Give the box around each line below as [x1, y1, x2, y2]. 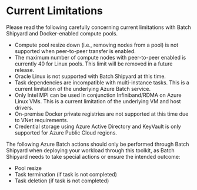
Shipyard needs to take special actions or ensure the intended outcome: [6, 153, 181, 160]
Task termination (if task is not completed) [14, 171, 118, 178]
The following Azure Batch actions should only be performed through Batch [6, 140, 189, 148]
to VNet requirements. [14, 116, 69, 123]
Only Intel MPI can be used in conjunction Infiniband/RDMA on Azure [14, 91, 182, 99]
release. [14, 66, 35, 73]
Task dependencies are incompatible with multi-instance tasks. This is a [14, 78, 189, 86]
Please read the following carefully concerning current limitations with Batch [6, 24, 191, 31]
